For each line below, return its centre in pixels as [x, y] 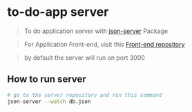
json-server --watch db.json [49, 101]
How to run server [47, 79]
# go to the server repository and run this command [85, 95]
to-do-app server [58, 12]
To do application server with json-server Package [96, 31]
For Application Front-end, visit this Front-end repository [104, 44]
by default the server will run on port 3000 [84, 57]
